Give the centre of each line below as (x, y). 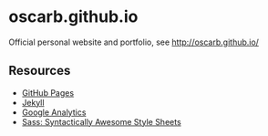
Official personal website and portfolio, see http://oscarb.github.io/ (134, 42)
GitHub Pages (48, 92)
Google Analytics (54, 112)
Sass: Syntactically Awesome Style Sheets (101, 121)
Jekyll (33, 102)
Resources (40, 71)
